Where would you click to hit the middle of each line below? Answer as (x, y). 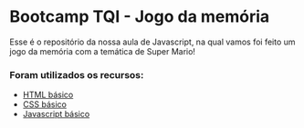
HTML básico (48, 95)
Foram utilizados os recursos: (77, 74)
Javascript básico (56, 114)
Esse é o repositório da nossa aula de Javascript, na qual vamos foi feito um (152, 42)
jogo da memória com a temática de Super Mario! (103, 51)
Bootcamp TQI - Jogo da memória (140, 17)
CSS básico (44, 104)
